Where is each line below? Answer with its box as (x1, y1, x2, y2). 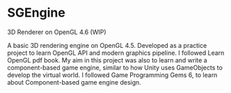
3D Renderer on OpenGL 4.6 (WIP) (7, 28, 106, 36)
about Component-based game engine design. (7, 78, 141, 86)
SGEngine (7, 5, 66, 21)
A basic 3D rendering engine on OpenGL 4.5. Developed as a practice (7, 41, 207, 49)
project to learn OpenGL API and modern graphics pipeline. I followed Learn (7, 49, 225, 57)
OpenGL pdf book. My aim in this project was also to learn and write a (7, 56, 207, 64)
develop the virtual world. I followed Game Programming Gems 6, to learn (7, 71, 218, 79)
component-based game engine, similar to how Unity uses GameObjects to (7, 63, 223, 71)
